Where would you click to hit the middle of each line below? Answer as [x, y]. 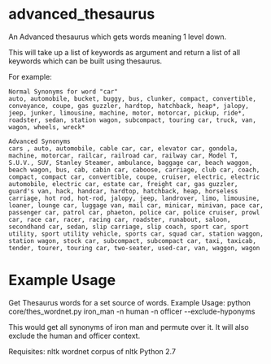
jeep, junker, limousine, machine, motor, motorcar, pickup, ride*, [127, 113]
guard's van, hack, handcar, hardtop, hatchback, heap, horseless [123, 191]
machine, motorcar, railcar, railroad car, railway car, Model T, [123, 155]
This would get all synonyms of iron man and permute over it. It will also [129, 327]
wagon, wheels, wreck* [47, 127]
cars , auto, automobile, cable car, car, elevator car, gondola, [123, 148]
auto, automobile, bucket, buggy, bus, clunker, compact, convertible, [132, 98]
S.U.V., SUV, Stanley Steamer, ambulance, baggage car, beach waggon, [131, 162]
